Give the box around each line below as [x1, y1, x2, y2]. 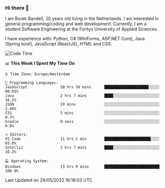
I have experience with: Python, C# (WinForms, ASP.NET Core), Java [5, 36, 145, 41]
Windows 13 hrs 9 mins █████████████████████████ [5, 164, 160, 169]
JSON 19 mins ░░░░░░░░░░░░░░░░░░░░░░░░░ [5, 102, 160, 107]
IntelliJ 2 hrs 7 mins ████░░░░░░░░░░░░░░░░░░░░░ [5, 145, 160, 150]
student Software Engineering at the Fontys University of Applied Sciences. [5, 26, 159, 32]
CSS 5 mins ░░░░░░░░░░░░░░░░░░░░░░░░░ [5, 111, 160, 115]
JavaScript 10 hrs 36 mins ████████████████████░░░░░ [5, 85, 160, 90]
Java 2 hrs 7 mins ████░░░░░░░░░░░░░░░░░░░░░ [5, 93, 160, 98]
